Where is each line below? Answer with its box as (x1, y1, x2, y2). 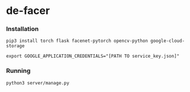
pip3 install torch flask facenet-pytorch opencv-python (6, 38, 148, 44)
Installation (6, 25, 39, 33)
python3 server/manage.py (6, 80, 69, 86)
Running (6, 67, 31, 75)
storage (6, 43, 25, 49)
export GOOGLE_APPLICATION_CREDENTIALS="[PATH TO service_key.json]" (6, 54, 180, 59)
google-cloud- (150, 38, 185, 44)
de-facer (6, 4, 50, 17)
